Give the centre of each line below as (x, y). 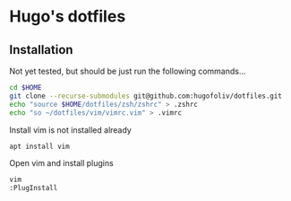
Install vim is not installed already (70, 130)
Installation (41, 50)
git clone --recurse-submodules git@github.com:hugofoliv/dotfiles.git (145, 96)
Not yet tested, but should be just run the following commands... (128, 71)
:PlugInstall (34, 188)
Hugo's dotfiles (68, 17)
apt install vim (39, 146)
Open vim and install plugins (61, 163)
